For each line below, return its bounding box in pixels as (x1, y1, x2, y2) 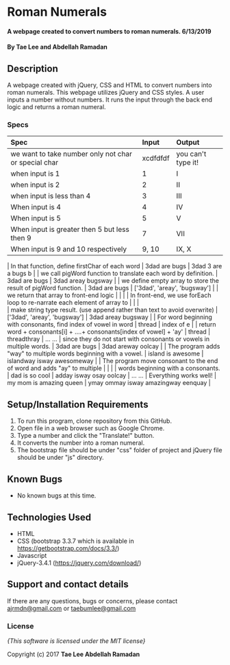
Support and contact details (7, 579, 129, 590)
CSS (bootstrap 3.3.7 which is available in (16, 537, 135, 545)
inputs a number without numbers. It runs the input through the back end (7, 95, 213, 104)
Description (7, 62, 58, 74)
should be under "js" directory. (16, 454, 104, 462)
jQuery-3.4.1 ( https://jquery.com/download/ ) (16, 559, 142, 567)
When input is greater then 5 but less (10, 224, 130, 234)
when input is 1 (10, 169, 60, 178)
